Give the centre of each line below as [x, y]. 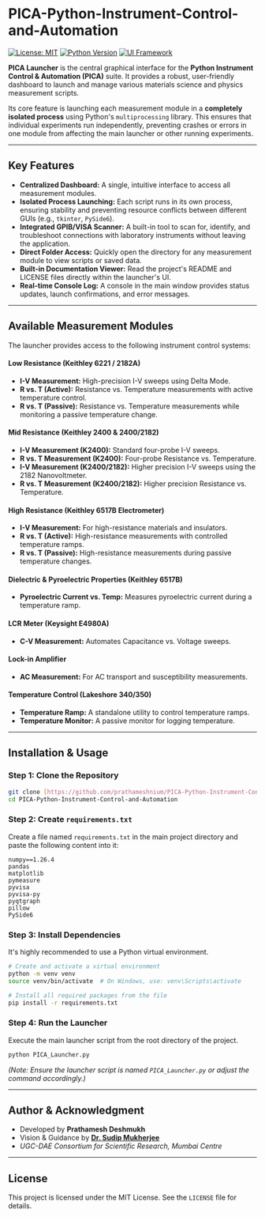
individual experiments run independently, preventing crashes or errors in [127, 125]
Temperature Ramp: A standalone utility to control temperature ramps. [134, 712]
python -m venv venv [42, 974]
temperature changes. [56, 561]
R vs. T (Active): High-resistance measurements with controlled [123, 536]
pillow [19, 908]
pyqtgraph [24, 901]
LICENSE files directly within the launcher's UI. [95, 277]
